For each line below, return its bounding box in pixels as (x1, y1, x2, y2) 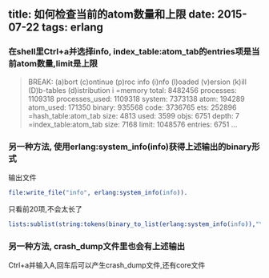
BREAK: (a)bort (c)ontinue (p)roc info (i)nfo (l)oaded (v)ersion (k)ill (27, 77, 247, 87)
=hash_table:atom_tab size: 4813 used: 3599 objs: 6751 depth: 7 (27, 111, 240, 120)
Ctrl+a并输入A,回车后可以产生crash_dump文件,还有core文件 (8, 260, 206, 270)
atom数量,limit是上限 (16, 58, 98, 70)
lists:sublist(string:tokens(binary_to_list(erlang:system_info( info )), (8, 220, 256, 228)
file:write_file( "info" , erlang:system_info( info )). (8, 188, 188, 196)
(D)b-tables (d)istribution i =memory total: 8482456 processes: (27, 85, 238, 95)
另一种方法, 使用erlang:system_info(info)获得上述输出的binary (8, 141, 252, 152)
